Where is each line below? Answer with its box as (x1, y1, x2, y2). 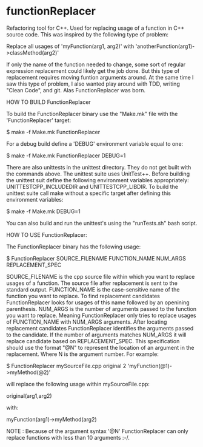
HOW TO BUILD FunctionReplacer (6, 98, 91, 106)
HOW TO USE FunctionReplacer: (6, 231, 88, 238)
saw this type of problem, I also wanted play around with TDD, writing (6, 80, 180, 87)
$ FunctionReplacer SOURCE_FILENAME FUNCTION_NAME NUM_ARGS (6, 254, 186, 262)
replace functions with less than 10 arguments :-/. (6, 434, 130, 441)
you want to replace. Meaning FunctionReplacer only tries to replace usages (6, 312, 197, 319)
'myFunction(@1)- (127, 362, 173, 369)
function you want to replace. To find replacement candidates (6, 292, 161, 299)
